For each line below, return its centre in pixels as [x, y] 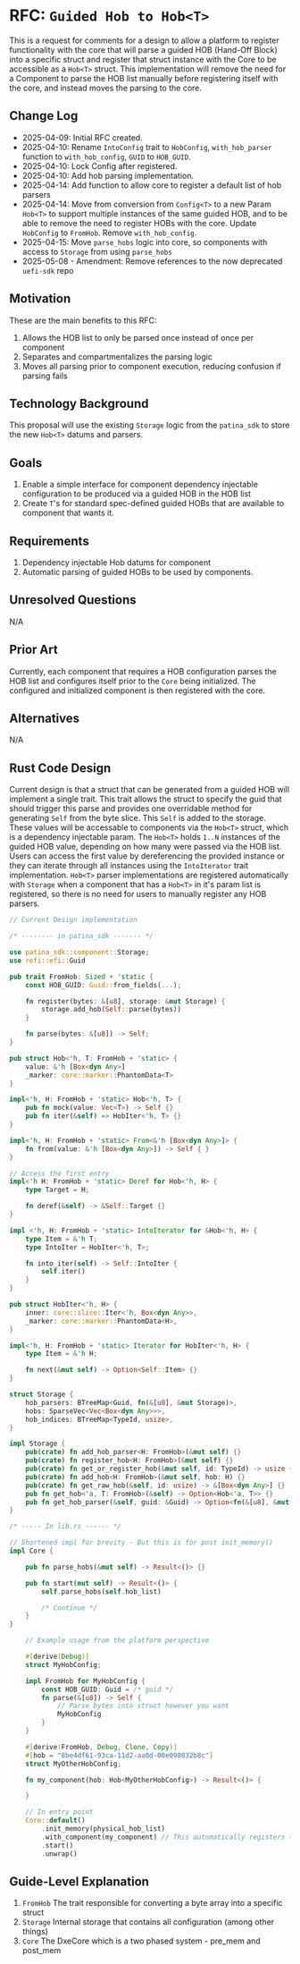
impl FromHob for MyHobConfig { [85, 1681]
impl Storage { [37, 1444]
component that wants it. [68, 513]
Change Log [44, 116]
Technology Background [79, 403]
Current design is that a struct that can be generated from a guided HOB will [150, 790]
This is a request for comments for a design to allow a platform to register [144, 40]
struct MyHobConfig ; [63, 1664]
